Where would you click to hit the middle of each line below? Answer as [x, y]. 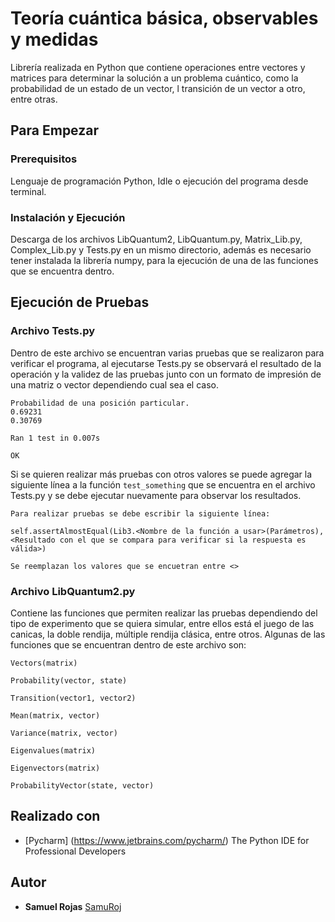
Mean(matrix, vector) [55, 715]
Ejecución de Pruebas [80, 302]
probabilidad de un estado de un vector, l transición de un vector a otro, [158, 88]
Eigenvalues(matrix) [53, 750]
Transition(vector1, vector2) [73, 698]
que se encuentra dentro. [62, 271]
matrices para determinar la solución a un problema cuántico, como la [154, 78]
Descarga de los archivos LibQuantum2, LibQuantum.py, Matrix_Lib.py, [156, 239]
